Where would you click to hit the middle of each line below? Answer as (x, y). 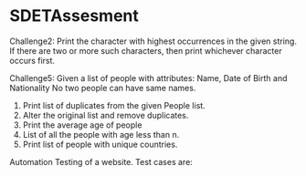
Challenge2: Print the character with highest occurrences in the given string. (153, 41)
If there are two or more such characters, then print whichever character (146, 50)
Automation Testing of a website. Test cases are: (101, 161)
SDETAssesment (74, 16)
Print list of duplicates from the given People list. (114, 105)
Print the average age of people (82, 125)
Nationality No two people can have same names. (103, 88)
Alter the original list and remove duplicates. (106, 115)
